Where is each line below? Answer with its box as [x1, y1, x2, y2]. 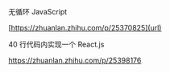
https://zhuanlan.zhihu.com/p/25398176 [8, 55, 142, 65]
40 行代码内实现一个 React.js [8, 39, 105, 49]
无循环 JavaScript [8, 7, 68, 16]
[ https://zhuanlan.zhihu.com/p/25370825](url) [8, 23, 162, 32]
